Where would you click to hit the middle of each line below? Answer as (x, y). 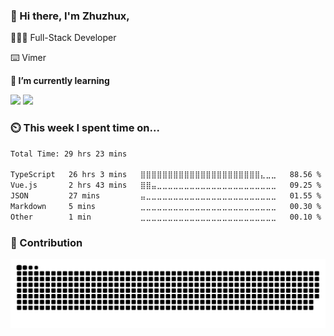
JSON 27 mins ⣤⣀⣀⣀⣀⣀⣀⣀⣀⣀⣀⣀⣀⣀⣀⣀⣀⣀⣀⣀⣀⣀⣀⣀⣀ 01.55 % (166, 196)
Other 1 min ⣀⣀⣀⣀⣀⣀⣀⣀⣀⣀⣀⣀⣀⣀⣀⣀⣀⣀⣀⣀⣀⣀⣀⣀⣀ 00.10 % (166, 217)
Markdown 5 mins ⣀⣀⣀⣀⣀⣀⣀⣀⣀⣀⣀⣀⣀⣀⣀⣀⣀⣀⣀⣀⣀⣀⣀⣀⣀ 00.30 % (166, 206)
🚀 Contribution (46, 242)
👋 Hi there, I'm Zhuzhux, (70, 16)
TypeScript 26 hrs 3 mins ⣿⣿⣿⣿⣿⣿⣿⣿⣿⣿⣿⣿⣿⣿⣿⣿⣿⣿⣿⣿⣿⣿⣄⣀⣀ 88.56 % (166, 175)
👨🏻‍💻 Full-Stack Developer (63, 38)
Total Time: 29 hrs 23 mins (69, 154)
